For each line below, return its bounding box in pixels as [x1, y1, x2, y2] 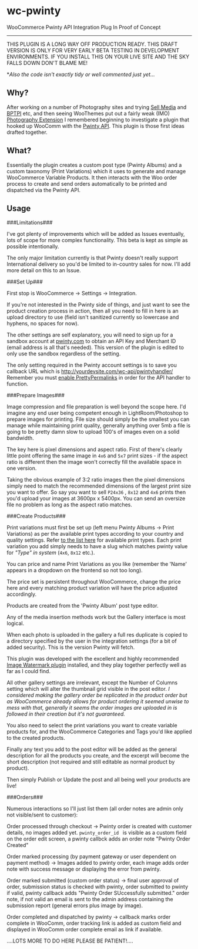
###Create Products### [6, 513, 66, 520]
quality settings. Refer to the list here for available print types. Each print [6, 536, 182, 543]
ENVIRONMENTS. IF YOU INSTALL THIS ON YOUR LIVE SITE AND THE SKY [6, 53, 190, 60]
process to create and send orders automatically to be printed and [6, 180, 167, 187]
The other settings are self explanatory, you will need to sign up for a [6, 331, 173, 338]
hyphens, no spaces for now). [6, 320, 79, 327]
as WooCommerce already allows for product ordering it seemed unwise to [6, 698, 189, 705]
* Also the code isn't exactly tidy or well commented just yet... [6, 71, 155, 78]
